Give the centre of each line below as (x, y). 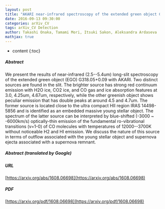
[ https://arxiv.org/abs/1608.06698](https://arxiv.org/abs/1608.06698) (75, 178)
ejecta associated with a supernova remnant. (51, 142)
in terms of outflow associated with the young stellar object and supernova (81, 137)
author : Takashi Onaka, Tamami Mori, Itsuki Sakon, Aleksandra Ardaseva (81, 32)
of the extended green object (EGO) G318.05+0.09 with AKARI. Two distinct (82, 79)
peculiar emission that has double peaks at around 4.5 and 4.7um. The (76, 100)
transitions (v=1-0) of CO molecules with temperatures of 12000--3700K (78, 126)
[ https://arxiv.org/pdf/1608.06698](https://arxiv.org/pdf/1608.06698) (75, 202)
